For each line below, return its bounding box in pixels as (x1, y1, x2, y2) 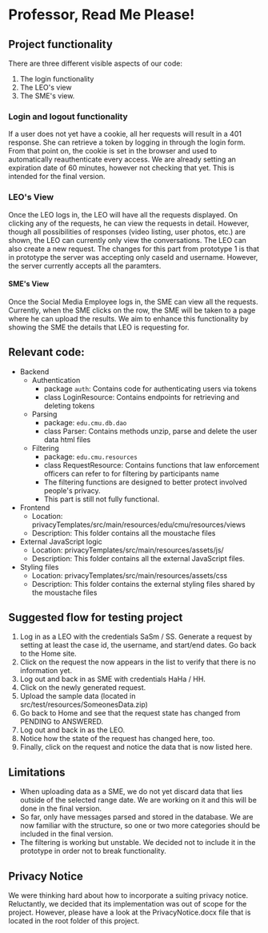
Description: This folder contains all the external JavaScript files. (31, 553, 246, 563)
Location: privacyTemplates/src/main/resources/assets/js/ (31, 545, 224, 555)
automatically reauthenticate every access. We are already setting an (8, 154, 236, 165)
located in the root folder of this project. (8, 916, 140, 926)
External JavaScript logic (19, 536, 102, 546)
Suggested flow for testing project (8, 611, 183, 624)
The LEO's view (19, 82, 72, 92)
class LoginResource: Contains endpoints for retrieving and (43, 392, 240, 401)
